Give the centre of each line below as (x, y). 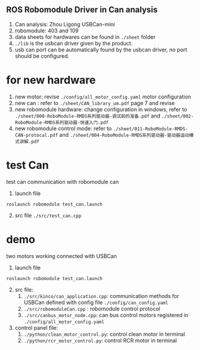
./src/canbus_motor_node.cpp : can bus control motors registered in (106, 315)
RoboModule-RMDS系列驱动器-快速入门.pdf (61, 122)
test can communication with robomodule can (63, 182)
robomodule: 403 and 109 (47, 30)
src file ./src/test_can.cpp (48, 215)
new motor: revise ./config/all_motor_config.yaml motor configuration (103, 96)
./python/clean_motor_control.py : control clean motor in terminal (104, 334)
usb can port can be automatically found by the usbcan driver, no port (101, 50)
